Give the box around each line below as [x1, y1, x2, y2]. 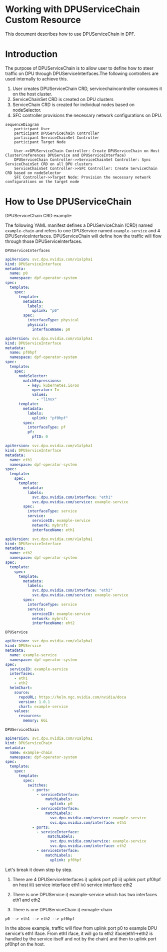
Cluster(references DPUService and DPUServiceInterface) [5, 152, 126, 158]
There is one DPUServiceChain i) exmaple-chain [12, 906, 112, 912]
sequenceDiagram [5, 122, 39, 127]
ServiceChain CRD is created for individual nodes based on [12, 102, 135, 108]
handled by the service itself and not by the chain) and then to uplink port [5, 935, 156, 941]
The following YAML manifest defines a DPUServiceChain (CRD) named [5, 222, 153, 228]
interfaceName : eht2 [31, 621, 75, 626]
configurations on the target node [5, 179, 79, 184]
